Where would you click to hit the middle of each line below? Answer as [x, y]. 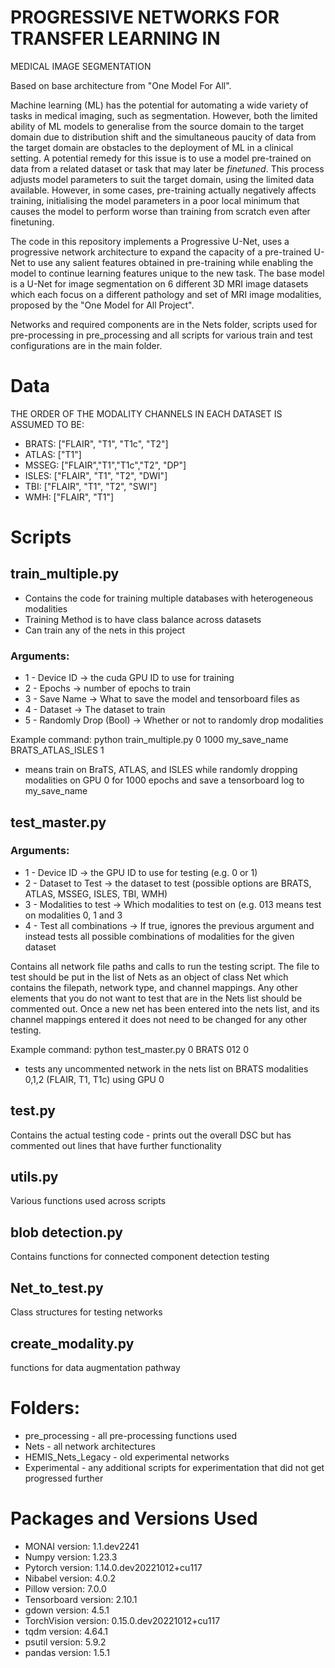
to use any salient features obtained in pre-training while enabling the [170, 262]
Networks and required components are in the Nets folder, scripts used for [164, 324]
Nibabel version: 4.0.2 [70, 1578]
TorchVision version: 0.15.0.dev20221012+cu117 [122, 1620]
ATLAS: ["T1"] [53, 454]
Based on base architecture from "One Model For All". [121, 85]
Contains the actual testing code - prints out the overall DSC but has [151, 1135]
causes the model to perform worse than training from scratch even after [160, 211]
